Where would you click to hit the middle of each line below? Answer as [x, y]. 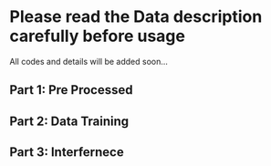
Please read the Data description [136, 17]
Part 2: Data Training [69, 121]
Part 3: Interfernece [67, 152]
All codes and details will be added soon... [89, 61]
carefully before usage [97, 36]
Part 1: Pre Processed [71, 90]
